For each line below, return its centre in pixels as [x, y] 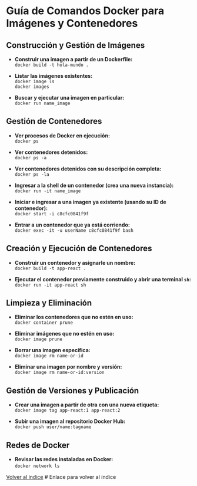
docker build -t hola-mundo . [52, 65]
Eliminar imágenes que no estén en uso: [64, 334]
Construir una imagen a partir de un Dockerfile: [74, 59]
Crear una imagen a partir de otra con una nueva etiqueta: [87, 405]
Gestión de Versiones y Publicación [73, 390]
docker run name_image [42, 103]
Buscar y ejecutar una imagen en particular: [69, 98]
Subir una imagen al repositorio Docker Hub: [70, 421]
